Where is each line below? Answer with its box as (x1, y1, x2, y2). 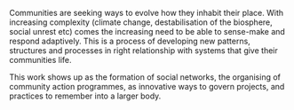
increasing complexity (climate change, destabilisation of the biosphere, (9, 17, 273, 27)
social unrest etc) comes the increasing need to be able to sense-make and (9, 27, 286, 36)
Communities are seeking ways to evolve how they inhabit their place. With (9, 8, 284, 18)
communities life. (9, 55, 73, 65)
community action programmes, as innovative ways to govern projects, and (9, 82, 285, 91)
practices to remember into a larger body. (9, 90, 162, 101)
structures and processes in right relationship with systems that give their (9, 45, 278, 56)
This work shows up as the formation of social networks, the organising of (9, 72, 282, 82)
